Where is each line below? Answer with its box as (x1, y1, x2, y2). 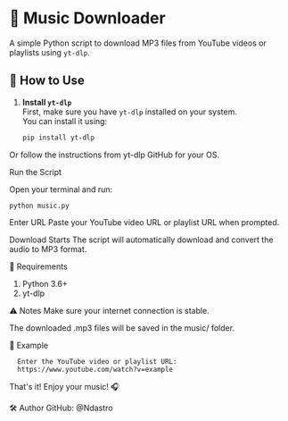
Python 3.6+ (21, 278, 69, 289)
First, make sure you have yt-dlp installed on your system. (21, 106, 238, 117)
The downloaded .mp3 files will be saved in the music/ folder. (9, 322, 235, 333)
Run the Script (9, 166, 62, 177)
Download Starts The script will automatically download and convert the (9, 234, 274, 245)
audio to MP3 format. (9, 243, 87, 254)
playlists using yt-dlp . (9, 46, 91, 57)
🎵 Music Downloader (9, 8, 167, 29)
